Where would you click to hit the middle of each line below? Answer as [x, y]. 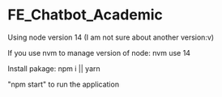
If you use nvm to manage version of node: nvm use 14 [99, 53]
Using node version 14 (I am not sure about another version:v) [111, 37]
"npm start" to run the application [63, 84]
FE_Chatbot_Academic [85, 15]
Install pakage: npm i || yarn [54, 68]
